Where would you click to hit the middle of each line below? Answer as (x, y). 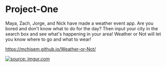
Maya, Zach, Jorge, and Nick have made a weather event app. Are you (79, 23)
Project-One (32, 9)
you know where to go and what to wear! (48, 39)
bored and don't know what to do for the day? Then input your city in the (82, 28)
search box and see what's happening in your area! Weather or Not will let (83, 34)
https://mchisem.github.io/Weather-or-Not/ (51, 49)
